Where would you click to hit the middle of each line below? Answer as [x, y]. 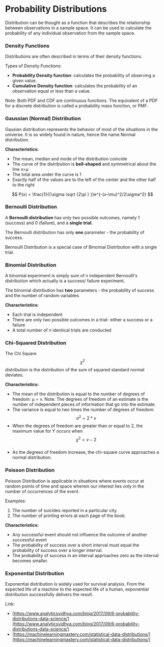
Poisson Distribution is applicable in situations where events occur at [75, 481]
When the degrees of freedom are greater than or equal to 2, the [78, 426]
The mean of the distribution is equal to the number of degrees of [78, 394]
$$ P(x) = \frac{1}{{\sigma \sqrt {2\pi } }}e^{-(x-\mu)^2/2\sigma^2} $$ [82, 194]
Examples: [15, 501]
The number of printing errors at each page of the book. [69, 516]
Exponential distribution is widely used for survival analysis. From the [75, 584]
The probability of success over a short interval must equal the [76, 545]
